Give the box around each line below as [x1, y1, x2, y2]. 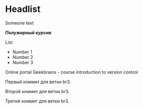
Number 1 [12, 49, 32, 55]
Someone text [5, 20, 34, 26]
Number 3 [12, 59, 33, 65]
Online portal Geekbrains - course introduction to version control [5, 69, 138, 75]
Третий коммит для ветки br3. [5, 98, 70, 104]
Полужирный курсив [5, 29, 51, 35]
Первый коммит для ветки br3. [5, 79, 71, 85]
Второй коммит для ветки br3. [5, 88, 70, 94]
